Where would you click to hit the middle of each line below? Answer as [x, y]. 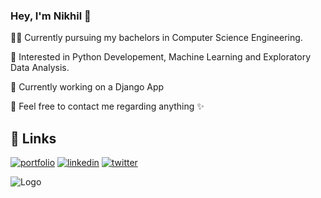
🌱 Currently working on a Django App [87, 87]
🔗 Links [33, 138]
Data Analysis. [40, 68]
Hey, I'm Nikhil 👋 [51, 16]
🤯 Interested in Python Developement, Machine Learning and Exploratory [161, 57]
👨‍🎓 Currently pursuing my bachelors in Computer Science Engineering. [156, 38]
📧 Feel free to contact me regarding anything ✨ [107, 106]
